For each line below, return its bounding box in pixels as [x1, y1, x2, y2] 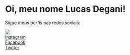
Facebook [5, 39, 26, 45]
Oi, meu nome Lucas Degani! [5, 3, 126, 15]
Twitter [5, 44, 20, 50]
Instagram [5, 34, 26, 40]
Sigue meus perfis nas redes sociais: [5, 20, 81, 26]
